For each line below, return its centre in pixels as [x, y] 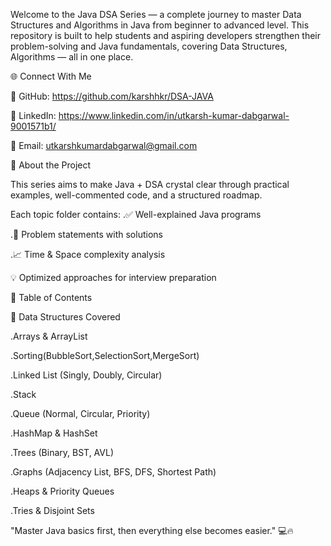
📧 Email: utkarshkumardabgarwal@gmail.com [104, 145]
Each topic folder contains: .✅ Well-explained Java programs [136, 214]
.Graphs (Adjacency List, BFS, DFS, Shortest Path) [113, 472]
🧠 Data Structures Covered [65, 317]
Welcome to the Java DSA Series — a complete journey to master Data [156, 14]
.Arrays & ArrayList [49, 336]
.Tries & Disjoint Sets [52, 510]
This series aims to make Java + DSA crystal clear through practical [150, 184]
